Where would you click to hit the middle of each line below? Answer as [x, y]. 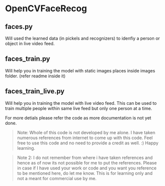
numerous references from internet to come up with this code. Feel [85, 138]
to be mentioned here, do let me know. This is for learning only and [85, 173]
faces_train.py [28, 59]
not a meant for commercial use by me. [57, 178]
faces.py [19, 27]
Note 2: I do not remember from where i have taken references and [85, 158]
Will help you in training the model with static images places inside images [80, 70]
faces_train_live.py [35, 91]
